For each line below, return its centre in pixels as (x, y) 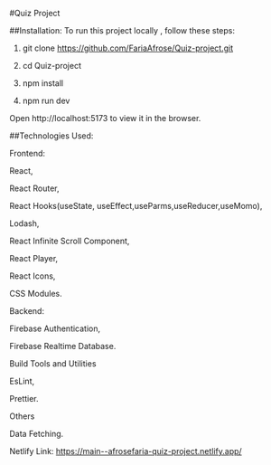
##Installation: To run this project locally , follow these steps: (122, 30)
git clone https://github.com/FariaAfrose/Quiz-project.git (127, 48)
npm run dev (46, 100)
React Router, (34, 188)
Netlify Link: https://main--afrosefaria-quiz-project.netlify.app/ (126, 451)
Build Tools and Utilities (53, 364)
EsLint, (22, 381)
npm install (43, 83)
